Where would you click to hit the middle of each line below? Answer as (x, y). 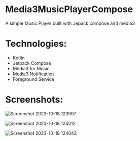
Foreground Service (33, 79)
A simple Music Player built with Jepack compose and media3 (70, 23)
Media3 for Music (31, 68)
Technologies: (36, 44)
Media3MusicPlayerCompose (69, 9)
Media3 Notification (33, 74)
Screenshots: (34, 100)
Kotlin (19, 58)
